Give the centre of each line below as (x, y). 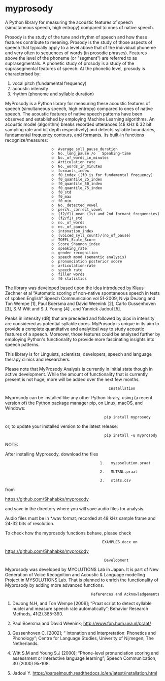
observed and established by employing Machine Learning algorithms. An (80, 119)
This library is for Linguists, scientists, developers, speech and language (78, 354)
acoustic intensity (30, 88)
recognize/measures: (27, 140)
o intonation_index (72, 231)
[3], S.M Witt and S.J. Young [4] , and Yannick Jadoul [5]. (63, 308)
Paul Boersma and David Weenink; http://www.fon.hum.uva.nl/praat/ (82, 623)
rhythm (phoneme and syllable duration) (53, 94)
